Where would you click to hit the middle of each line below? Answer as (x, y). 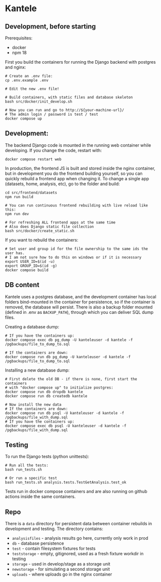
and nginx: (15, 67)
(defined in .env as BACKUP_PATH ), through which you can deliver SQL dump (79, 312)
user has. (15, 253)
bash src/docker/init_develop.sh (39, 102)
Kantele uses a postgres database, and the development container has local (80, 296)
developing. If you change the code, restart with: (53, 150)
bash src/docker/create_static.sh (40, 231)
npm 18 (19, 52)
